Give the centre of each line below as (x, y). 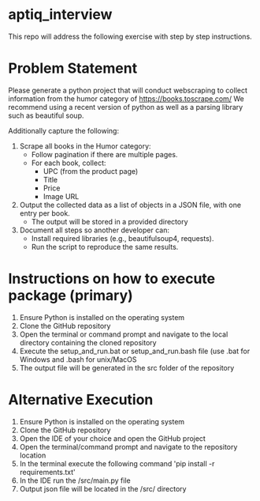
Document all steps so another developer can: (94, 230)
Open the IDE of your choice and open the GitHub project (113, 438)
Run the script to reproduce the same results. (105, 247)
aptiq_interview (60, 15)
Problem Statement (73, 68)
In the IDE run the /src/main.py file (75, 480)
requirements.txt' (48, 472)
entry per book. (45, 213)
